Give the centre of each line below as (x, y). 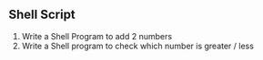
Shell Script (42, 15)
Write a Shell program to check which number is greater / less (137, 46)
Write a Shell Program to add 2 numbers (97, 36)
